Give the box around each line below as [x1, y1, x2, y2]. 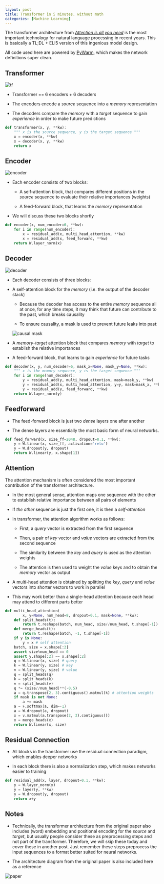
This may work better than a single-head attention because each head [12, 594, 154, 599]
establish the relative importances [12, 345, 81, 351]
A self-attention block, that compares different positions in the [19, 189, 145, 195]
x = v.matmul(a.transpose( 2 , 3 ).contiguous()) [14, 713, 110, 718]
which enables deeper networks [12, 754, 77, 760]
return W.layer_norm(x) [14, 240, 62, 245]
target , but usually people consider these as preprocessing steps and [12, 833, 152, 839]
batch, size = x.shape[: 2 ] [14, 645, 69, 649]
